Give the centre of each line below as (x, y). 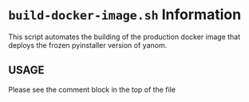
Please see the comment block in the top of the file (92, 89)
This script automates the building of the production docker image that (125, 37)
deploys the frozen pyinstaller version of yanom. (88, 45)
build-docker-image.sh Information (125, 15)
